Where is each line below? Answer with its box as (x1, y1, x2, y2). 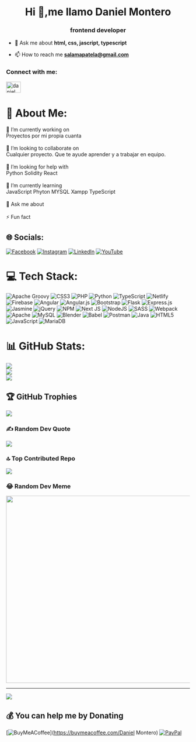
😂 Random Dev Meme (6, 482, 71, 490)
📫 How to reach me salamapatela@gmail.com (14, 51, 129, 58)
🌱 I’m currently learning (6, 181, 62, 189)
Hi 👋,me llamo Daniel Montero (24, 5, 171, 19)
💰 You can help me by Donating (6, 710, 124, 720)
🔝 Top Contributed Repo (6, 455, 76, 463)
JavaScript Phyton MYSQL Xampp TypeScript (6, 188, 116, 195)
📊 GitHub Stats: (6, 339, 86, 353)
